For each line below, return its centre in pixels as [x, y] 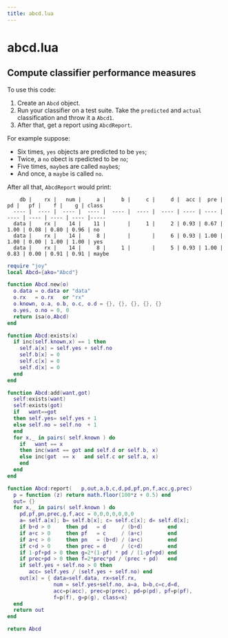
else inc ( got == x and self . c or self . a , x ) [89, 457]
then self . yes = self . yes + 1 [55, 418]
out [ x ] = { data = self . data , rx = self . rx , [78, 578]
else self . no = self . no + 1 [55, 424]
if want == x [41, 444]
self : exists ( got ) [38, 406]
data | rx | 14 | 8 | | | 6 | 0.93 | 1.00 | [118, 236]
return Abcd [24, 629]
